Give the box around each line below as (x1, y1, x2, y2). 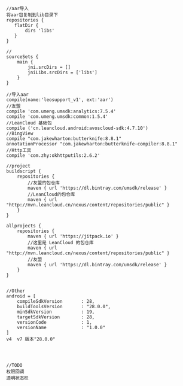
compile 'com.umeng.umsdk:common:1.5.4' (6, 114, 109, 120)
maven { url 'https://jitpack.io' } (28, 233, 119, 239)
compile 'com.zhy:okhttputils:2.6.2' (6, 153, 100, 159)
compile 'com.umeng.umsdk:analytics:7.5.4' (6, 108, 117, 114)
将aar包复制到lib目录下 (6, 12, 59, 18)
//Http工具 (6, 147, 32, 153)
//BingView (6, 130, 33, 136)
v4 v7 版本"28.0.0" (6, 336, 56, 342)
